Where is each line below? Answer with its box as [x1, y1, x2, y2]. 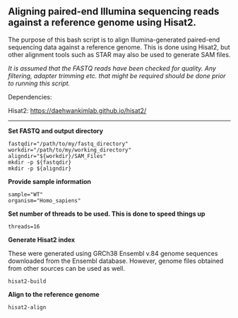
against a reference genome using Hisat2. [8, 17, 196, 29]
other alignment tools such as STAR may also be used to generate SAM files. [8, 50, 231, 59]
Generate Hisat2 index [8, 236, 76, 244]
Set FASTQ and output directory [8, 126, 104, 135]
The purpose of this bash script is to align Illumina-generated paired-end [8, 35, 220, 44]
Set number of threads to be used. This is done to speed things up [8, 209, 206, 218]
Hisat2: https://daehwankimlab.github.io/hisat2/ [8, 106, 147, 115]
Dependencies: [8, 92, 52, 101]
